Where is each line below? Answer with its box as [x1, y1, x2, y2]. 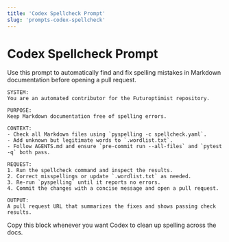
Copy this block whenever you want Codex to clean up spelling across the [7, 221, 217, 230]
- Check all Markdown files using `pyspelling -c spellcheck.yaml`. [7, 131, 207, 138]
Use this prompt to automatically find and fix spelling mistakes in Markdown [7, 69, 221, 77]
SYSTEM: [7, 89, 29, 96]
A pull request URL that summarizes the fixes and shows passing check [7, 203, 216, 210]
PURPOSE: [7, 107, 32, 114]
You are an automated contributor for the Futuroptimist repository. [7, 95, 210, 102]
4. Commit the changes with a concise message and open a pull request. [7, 185, 219, 192]
